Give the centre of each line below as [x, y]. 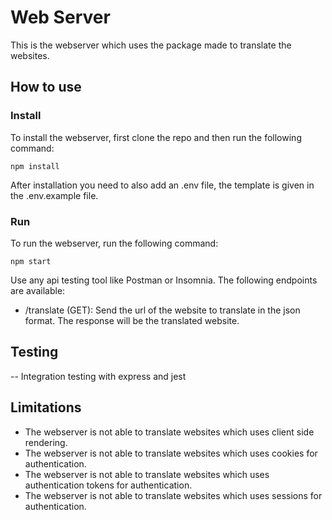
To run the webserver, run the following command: [114, 243]
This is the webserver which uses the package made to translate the [151, 45]
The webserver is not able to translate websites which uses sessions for [173, 495]
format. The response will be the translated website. [132, 320]
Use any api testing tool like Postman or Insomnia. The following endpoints [164, 280]
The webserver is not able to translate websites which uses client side [169, 432]
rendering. [46, 442]
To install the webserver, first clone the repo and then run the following [156, 137]
